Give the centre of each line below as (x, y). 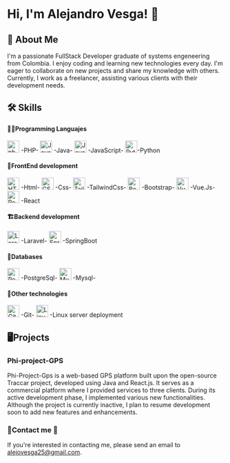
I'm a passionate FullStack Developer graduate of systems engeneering (108, 56)
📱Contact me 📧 (33, 430)
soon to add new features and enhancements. (72, 412)
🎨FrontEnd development (42, 166)
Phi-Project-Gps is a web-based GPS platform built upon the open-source (112, 375)
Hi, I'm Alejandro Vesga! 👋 (83, 14)
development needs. (36, 85)
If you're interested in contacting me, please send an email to (94, 445)
